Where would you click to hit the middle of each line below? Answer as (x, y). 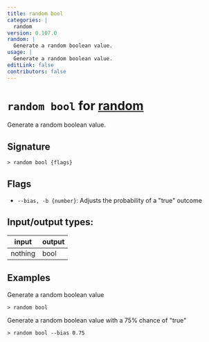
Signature (29, 146)
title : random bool (35, 13)
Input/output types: (51, 222)
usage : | (20, 53)
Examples (29, 278)
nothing (23, 253)
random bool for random (75, 106)
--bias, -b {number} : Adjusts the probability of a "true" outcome (110, 201)
